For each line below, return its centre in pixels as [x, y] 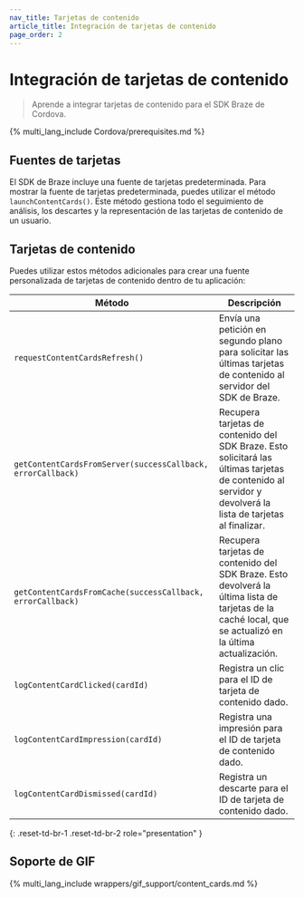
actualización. [248, 653]
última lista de [248, 596]
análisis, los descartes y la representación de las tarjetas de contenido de [146, 211]
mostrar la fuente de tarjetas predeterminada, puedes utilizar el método [142, 192]
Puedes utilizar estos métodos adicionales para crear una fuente [130, 270]
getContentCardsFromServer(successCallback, [111, 464]
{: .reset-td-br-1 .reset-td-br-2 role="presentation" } [106, 833]
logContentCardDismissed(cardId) [86, 793]
